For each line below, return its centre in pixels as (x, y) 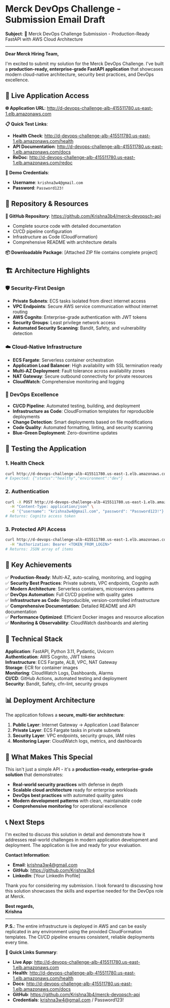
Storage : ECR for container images (42, 667)
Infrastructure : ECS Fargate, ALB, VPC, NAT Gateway (61, 662)
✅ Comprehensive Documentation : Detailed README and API (70, 606)
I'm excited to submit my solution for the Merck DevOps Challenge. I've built (84, 64)
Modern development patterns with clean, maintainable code (77, 801)
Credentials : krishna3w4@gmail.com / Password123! (68, 1000)
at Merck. (15, 896)
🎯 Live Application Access (47, 96)
